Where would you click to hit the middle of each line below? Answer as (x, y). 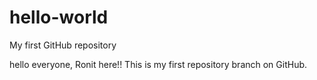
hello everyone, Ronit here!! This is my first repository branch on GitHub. (158, 64)
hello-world (59, 17)
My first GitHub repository (63, 45)
